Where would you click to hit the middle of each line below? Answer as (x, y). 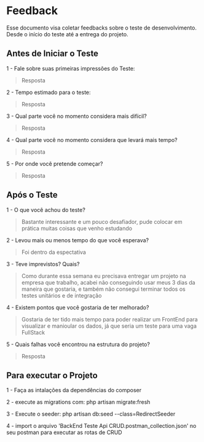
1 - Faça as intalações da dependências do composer (74, 390)
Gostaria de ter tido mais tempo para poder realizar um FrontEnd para (109, 319)
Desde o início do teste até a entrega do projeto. (68, 34)
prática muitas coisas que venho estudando (77, 228)
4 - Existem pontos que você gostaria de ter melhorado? (78, 307)
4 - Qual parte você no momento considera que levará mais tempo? (92, 140)
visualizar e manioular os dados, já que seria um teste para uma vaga (109, 326)
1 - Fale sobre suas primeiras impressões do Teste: (71, 68)
